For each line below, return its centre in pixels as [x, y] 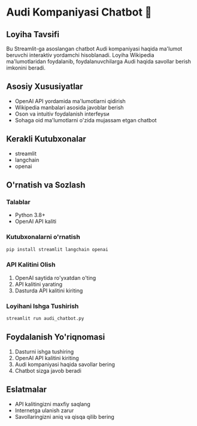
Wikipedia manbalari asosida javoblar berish [69, 107]
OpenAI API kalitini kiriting [47, 358]
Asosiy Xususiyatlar [45, 87]
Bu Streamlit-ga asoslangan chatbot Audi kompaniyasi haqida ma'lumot [94, 49]
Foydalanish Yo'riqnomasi [56, 337]
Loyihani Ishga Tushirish [43, 306]
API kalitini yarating [39, 284]
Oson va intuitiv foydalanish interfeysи [62, 114]
